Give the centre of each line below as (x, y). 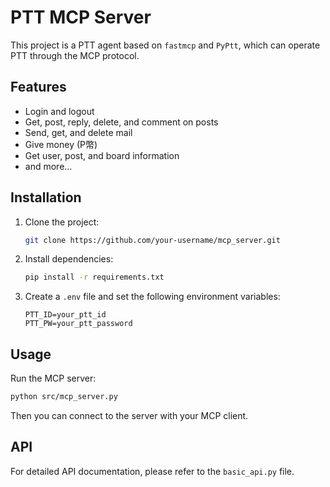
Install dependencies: (69, 259)
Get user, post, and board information (102, 155)
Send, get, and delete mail (78, 132)
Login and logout (59, 111)
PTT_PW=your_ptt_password (78, 324)
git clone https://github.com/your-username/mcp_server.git (152, 240)
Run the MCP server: (53, 378)
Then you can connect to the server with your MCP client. (129, 415)
